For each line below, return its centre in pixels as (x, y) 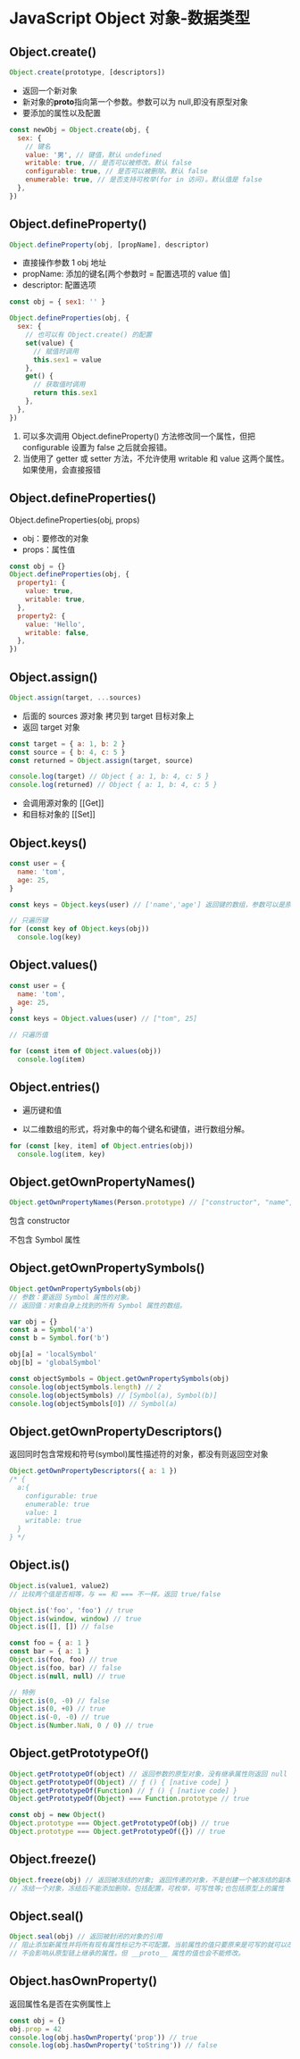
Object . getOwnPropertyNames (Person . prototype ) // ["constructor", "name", (151, 1202)
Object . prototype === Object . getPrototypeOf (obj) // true (119, 1823)
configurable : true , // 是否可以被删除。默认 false (117, 172)
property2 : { (42, 616)
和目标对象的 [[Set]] (58, 815)
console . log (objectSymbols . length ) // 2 (86, 1387)
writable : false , (58, 632)
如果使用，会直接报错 (61, 469)
